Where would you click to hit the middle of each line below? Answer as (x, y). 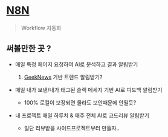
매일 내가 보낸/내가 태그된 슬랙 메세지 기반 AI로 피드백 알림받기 (89, 90)
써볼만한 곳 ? (29, 49)
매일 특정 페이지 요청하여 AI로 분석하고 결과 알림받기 (76, 64)
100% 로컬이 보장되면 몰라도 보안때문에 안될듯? (80, 102)
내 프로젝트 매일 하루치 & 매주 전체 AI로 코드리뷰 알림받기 (82, 115)
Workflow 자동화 (41, 28)
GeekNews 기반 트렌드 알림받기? (63, 77)
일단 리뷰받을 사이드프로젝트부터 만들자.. (72, 128)
